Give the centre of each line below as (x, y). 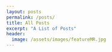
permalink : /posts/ (31, 17)
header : (16, 34)
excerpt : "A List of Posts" (42, 28)
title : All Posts (28, 23)
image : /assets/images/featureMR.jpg (59, 39)
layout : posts (24, 12)
